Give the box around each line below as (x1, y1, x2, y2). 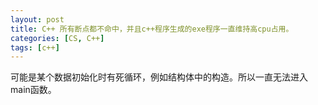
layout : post (10, 14, 65, 25)
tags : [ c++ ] (10, 42, 60, 53)
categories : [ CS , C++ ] (10, 33, 105, 43)
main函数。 (10, 84, 57, 96)
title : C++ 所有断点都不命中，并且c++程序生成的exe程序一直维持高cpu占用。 (10, 24, 294, 34)
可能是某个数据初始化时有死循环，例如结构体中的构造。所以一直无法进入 (10, 71, 308, 83)
